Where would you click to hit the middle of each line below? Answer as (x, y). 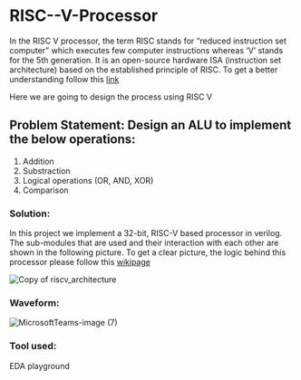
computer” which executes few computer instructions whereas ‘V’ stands (146, 50)
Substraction (46, 171)
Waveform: (34, 302)
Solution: (30, 214)
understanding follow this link (64, 79)
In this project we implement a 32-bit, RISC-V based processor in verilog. (146, 233)
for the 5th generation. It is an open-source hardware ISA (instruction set (146, 60)
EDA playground (39, 366)
